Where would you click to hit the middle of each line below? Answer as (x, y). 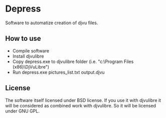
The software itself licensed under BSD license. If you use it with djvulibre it (83, 100)
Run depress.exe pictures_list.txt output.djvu (58, 72)
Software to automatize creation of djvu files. (52, 23)
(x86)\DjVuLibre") (31, 67)
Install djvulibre (28, 56)
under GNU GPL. (23, 111)
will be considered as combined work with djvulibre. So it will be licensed (81, 105)
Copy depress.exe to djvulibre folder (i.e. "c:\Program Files (73, 62)
